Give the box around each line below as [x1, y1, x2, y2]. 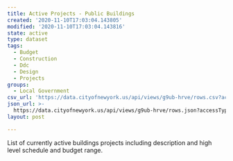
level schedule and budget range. [7, 146, 103, 154]
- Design [13, 68, 39, 75]
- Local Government [13, 87, 70, 94]
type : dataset [7, 36, 49, 43]
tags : [7, 42, 23, 49]
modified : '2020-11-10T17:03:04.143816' [7, 23, 126, 30]
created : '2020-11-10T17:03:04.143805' [7, 17, 123, 24]
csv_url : [7, 94, 33, 101]
